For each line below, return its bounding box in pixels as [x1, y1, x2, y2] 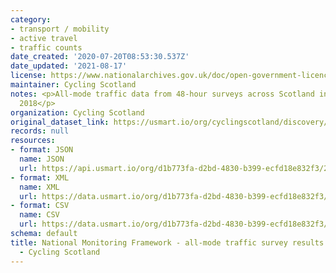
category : [10, 14, 52, 25]
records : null [10, 126, 70, 136]
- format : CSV [10, 201, 70, 211]
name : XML [19, 182, 60, 192]
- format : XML [10, 172, 70, 183]
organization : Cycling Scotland [10, 107, 145, 118]
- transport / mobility [10, 24, 110, 34]
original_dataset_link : [10, 117, 110, 127]
